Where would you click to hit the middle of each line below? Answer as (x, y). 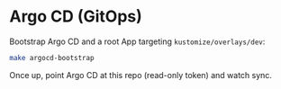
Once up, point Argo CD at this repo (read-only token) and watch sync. (141, 75)
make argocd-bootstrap (52, 58)
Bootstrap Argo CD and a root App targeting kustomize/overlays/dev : (137, 41)
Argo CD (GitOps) (76, 17)
